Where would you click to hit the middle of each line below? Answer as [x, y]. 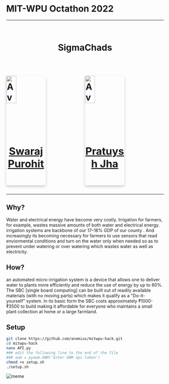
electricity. [17, 251]
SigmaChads [85, 48]
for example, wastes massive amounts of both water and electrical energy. [83, 225]
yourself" [16, 301]
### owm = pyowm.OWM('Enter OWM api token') [53, 357]
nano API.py [18, 348]
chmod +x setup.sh [25, 362]
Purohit [26, 164]
